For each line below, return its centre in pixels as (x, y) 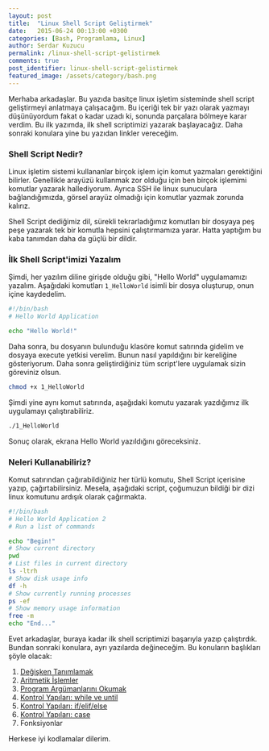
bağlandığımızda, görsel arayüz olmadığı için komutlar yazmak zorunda (126, 197)
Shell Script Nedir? (46, 154)
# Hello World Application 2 (57, 519)
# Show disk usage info (48, 578)
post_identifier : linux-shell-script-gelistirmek (93, 69)
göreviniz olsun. (35, 372)
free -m (21, 616)
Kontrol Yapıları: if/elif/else (64, 706)
